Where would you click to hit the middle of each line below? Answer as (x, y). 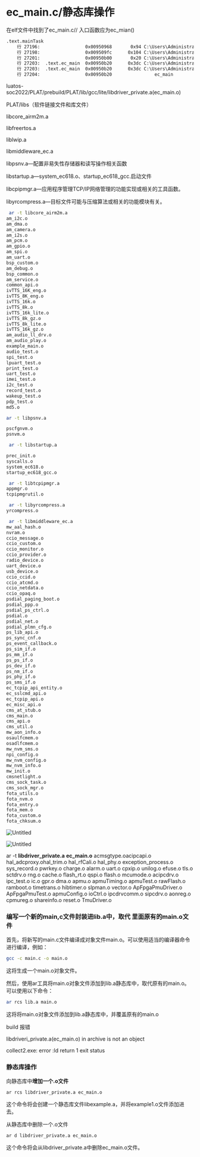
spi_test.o (20, 357)
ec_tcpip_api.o (25, 699)
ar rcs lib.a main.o (32, 1002)
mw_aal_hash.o (24, 527)
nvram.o (16, 533)
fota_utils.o (22, 793)
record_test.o (24, 391)
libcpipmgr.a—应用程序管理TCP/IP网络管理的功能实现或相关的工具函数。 (95, 189)
